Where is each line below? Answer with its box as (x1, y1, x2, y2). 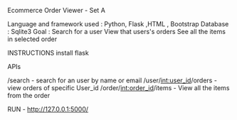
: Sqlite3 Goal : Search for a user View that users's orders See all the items (7, 28, 226, 36)
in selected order (7, 35, 58, 43)
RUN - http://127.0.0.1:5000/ (7, 105, 89, 113)
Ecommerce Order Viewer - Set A (7, 6, 105, 14)
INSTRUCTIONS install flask (7, 49, 89, 57)
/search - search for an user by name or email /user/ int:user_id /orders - (7, 76, 217, 84)
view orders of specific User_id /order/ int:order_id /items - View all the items (7, 84, 230, 92)
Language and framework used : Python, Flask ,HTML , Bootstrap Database (7, 20, 229, 28)
